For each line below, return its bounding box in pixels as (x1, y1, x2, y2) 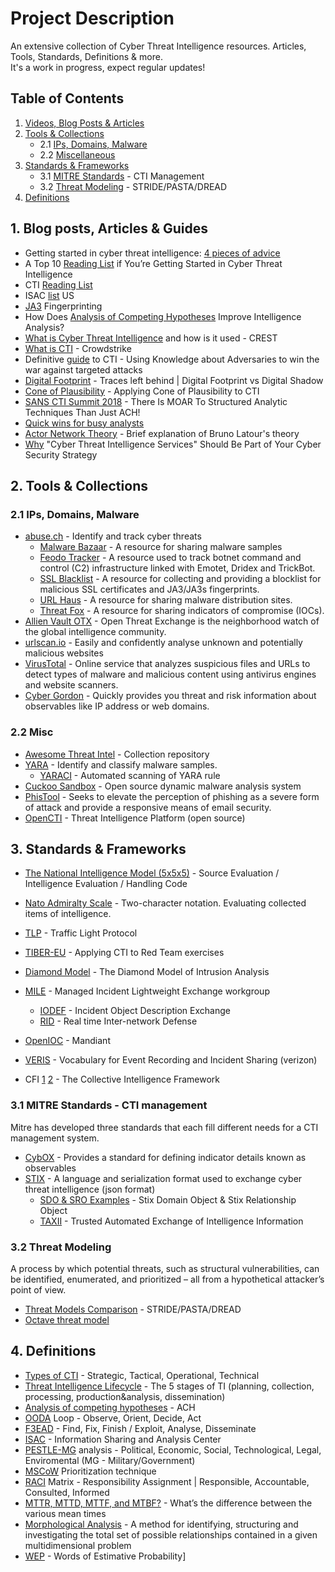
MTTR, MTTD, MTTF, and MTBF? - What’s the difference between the (24, 1497, 313, 1509)
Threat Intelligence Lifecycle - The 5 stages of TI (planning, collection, (24, 1380, 315, 1392)
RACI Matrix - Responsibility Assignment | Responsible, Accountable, (24, 1475, 310, 1487)
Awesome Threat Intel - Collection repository (24, 748, 210, 760)
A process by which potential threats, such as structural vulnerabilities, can (10, 1262, 320, 1274)
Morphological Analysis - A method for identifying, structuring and (24, 1518, 299, 1530)
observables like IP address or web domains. (24, 700, 210, 712)
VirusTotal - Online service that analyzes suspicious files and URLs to (24, 658, 311, 670)
